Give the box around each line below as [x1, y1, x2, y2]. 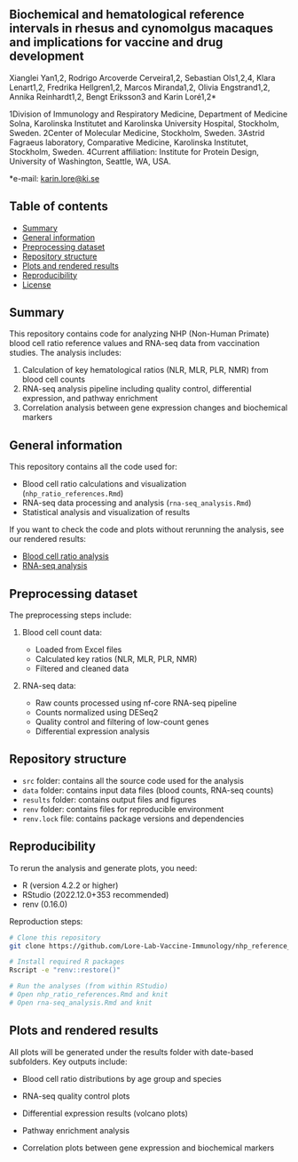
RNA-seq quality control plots [21, 1090, 130, 1101]
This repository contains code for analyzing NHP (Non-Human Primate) [9, 328, 270, 339]
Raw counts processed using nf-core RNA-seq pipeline [35, 698, 238, 708]
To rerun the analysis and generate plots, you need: [9, 862, 198, 873]
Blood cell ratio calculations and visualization [21, 479, 187, 489]
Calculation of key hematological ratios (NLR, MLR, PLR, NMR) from [21, 365, 269, 375]
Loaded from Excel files [35, 644, 122, 655]
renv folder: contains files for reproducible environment [21, 803, 224, 814]
